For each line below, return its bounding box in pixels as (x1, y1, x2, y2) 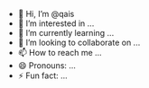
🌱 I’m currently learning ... (17, 28, 115, 38)
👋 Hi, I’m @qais (17, 9, 75, 19)
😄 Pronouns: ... (17, 60, 77, 71)
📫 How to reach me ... (17, 48, 102, 57)
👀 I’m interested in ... (17, 18, 95, 29)
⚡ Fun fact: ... (17, 70, 68, 81)
